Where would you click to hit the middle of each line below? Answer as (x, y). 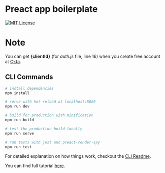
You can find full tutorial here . (35, 166)
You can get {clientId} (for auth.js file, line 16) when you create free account (83, 56)
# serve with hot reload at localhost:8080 (50, 102)
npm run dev (17, 106)
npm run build (20, 120)
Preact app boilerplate (51, 9)
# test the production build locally (44, 129)
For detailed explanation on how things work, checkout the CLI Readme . (78, 156)
